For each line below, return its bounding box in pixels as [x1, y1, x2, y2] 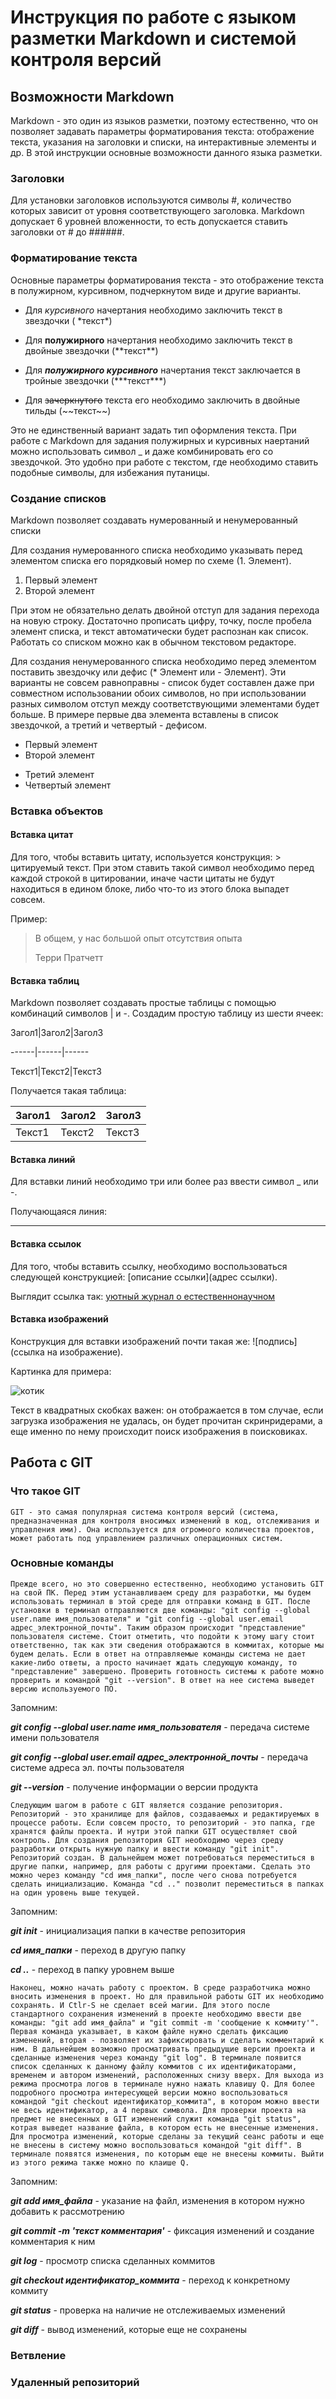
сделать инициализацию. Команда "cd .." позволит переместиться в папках [10, 1879, 325, 1889]
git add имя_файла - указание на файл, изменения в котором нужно [10, 2194, 306, 2206]
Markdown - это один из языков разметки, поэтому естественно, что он [10, 115, 319, 126]
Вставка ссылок [10, 1238, 82, 1250]
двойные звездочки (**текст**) [24, 344, 159, 356]
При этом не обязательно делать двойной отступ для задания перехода [10, 604, 320, 616]
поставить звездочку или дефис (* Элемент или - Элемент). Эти [10, 666, 287, 678]
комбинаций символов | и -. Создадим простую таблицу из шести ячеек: [10, 1007, 324, 1020]
